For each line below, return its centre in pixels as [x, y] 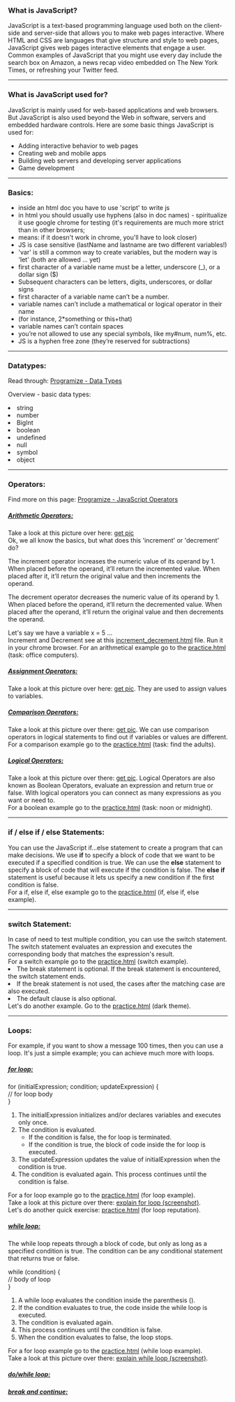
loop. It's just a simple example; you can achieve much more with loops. [111, 1053]
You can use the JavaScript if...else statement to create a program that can [115, 847]
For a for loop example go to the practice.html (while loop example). [105, 1351]
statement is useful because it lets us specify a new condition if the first [111, 877]
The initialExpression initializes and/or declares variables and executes [120, 1115]
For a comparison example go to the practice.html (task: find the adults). [112, 744]
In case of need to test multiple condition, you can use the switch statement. [117, 939]
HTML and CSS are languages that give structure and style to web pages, [114, 40]
